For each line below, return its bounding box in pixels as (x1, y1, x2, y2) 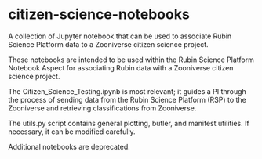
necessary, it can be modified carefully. (8, 127, 136, 136)
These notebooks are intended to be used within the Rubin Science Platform (8, 55, 255, 64)
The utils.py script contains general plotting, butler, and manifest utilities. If (8, 118, 249, 128)
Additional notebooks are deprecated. (8, 142, 131, 151)
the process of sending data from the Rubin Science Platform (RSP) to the (8, 95, 247, 104)
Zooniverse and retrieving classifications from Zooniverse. (8, 103, 197, 113)
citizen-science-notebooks (8, 5, 190, 23)
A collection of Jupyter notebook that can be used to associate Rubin (8, 31, 232, 41)
